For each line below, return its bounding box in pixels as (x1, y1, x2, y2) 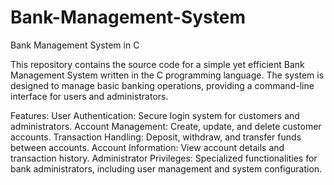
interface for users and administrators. (10, 90, 169, 102)
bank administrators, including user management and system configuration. (10, 162, 323, 175)
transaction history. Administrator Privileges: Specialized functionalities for (10, 152, 318, 164)
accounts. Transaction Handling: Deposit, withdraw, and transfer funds (10, 131, 302, 143)
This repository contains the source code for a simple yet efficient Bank (10, 58, 305, 70)
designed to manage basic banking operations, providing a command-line (10, 79, 315, 91)
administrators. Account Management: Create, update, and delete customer (10, 120, 322, 132)
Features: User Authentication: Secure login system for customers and (10, 109, 300, 121)
